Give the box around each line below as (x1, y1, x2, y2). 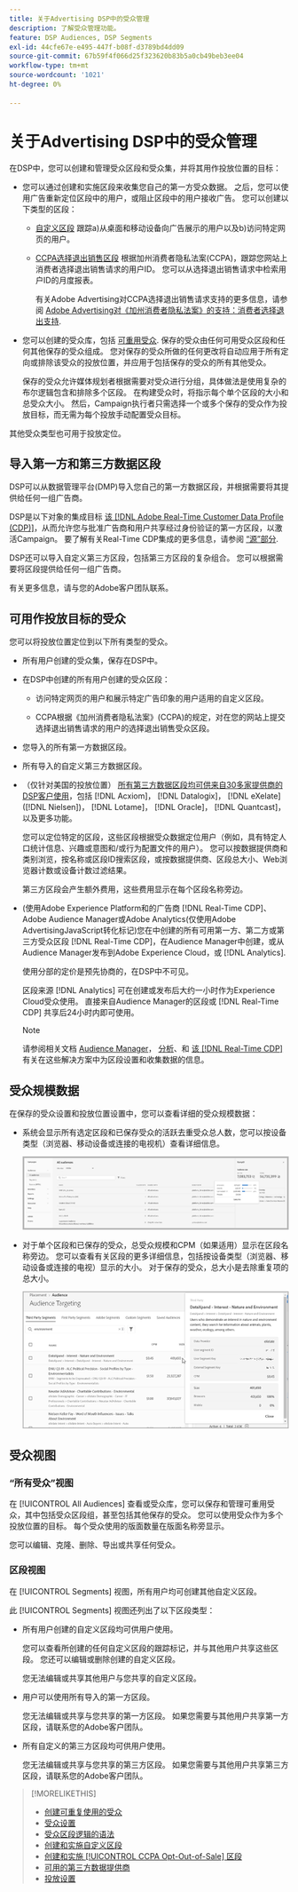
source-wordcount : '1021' (9, 71, 105, 80)
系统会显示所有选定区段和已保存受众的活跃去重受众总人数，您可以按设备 (21, 1127, 286, 1137)
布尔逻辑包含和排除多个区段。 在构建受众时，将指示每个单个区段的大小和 (21, 386, 289, 397)
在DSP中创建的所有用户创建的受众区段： (21, 674, 170, 685)
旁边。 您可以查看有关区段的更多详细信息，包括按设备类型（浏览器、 (29, 1251, 281, 1261)
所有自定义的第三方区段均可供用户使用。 (21, 1740, 170, 1751)
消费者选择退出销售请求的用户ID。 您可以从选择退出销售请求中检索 (35, 263, 279, 274)
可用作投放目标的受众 (9, 611, 126, 626)
